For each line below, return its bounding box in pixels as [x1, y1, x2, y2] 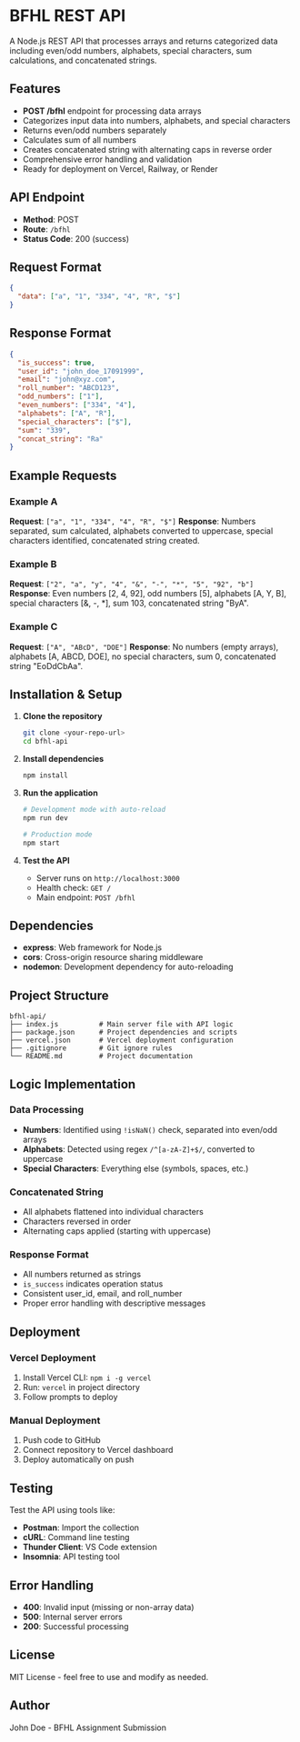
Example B [9, 557, 57, 570]
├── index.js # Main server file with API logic [9, 1020, 234, 1029]
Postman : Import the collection [22, 1522, 139, 1533]
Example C [9, 620, 58, 633]
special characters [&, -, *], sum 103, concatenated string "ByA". [9, 597, 250, 609]
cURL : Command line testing [22, 1532, 130, 1543]
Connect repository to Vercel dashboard [22, 1445, 174, 1456]
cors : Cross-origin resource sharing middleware [22, 952, 204, 963]
